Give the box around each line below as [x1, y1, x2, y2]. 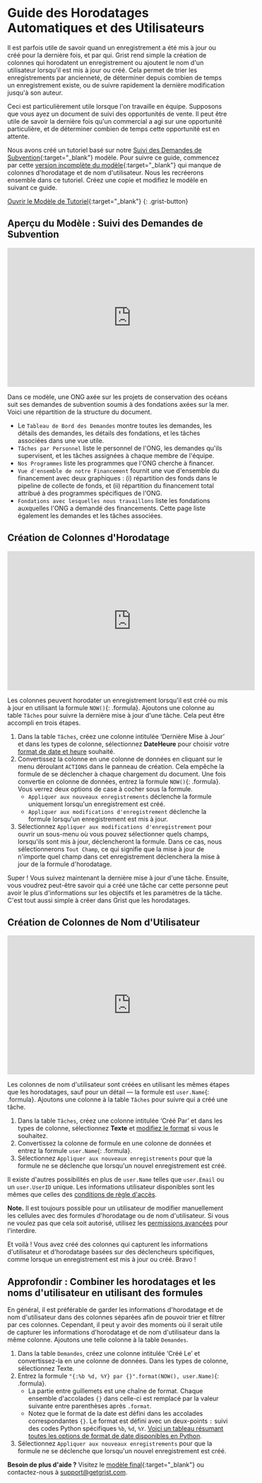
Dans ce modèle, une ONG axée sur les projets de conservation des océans [7, 392, 228, 401]
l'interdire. [7, 1227, 37, 1235]
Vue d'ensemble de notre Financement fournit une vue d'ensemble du [17, 466, 220, 475]
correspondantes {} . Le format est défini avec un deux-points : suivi [28, 1417, 228, 1425]
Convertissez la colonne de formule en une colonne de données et [17, 1139, 212, 1147]
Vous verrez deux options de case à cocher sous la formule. [17, 784, 193, 793]
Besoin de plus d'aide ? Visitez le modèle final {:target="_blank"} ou [7, 1460, 205, 1469]
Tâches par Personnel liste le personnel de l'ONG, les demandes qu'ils [17, 444, 222, 452]
